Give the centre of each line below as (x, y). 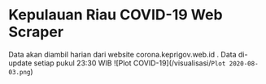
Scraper (36, 32)
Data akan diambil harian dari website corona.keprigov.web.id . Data (123, 54)
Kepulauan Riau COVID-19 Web (116, 15)
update (20, 63)
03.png (20, 72)
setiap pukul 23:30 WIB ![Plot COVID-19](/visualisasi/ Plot (130, 63)
